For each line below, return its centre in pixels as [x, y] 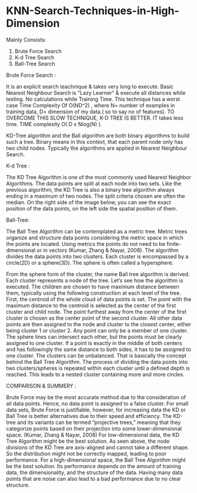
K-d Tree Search [34, 57]
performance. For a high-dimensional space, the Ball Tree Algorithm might [96, 460]
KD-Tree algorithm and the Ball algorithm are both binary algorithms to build [98, 135]
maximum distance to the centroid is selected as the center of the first [91, 305]
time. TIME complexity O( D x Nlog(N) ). [54, 124]
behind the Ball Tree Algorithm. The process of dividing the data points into [97, 361]
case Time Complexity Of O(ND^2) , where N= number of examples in [91, 105]
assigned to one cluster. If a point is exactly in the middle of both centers [94, 343]
